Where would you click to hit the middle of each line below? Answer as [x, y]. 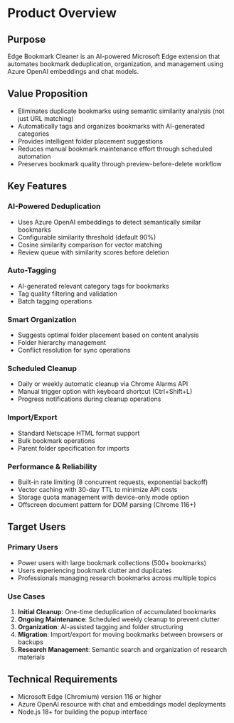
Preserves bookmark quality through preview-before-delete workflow [119, 164]
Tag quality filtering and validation [67, 294]
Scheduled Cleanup [42, 369]
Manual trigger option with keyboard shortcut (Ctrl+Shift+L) [105, 392]
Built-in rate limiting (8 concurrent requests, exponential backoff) [113, 482]
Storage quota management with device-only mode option [103, 497]
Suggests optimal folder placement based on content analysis [108, 335]
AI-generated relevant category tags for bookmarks [93, 286]
